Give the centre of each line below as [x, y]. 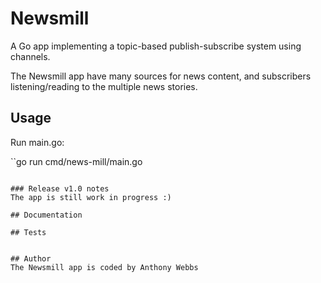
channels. [30, 56]
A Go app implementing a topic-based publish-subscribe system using [156, 46]
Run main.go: [37, 142]
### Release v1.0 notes [60, 188]
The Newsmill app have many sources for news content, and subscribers [161, 76]
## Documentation [46, 215]
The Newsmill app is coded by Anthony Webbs [104, 267]
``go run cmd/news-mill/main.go [76, 161]
